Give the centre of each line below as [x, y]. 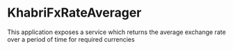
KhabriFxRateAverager [74, 13]
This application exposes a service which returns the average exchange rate [116, 32]
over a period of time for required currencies [71, 39]
